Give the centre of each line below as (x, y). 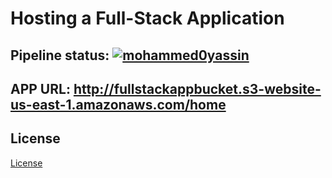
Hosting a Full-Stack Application (147, 18)
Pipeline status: (60, 55)
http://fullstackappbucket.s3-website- (197, 88)
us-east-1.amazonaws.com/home (118, 104)
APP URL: (40, 88)
